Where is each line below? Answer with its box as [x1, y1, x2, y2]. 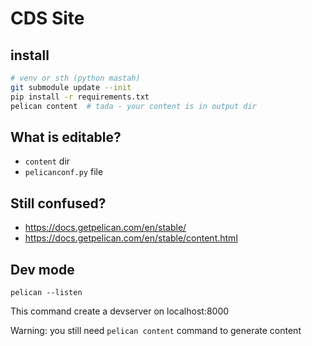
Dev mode [10, 261, 75, 278]
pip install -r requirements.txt [10, 92, 150, 102]
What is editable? [10, 128, 122, 146]
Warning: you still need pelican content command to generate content [10, 324, 302, 336]
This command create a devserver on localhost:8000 [10, 305, 230, 317]
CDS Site [10, 7, 85, 30]
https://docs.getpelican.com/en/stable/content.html [24, 232, 238, 244]
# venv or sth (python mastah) [10, 73, 141, 83]
